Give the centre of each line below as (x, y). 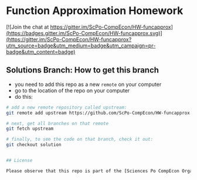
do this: (24, 96)
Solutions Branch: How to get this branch (83, 70)
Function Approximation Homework (95, 11)
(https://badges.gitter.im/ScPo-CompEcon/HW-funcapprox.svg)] (84, 33)
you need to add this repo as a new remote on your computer (88, 84)
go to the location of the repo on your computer (72, 90)
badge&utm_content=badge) (41, 51)
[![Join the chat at (28, 27)
